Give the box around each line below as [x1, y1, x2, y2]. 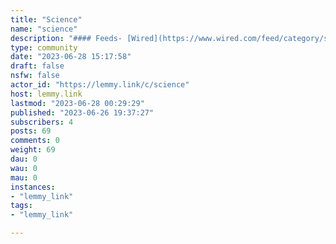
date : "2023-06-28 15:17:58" [10, 52, 132, 62]
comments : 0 [10, 136, 60, 146]
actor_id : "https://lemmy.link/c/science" [10, 80, 190, 90]
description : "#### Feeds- [10, 33, 123, 43]
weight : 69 [10, 145, 56, 155]
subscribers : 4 [10, 117, 74, 127]
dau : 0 [10, 154, 38, 164]
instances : [10, 182, 56, 192]
